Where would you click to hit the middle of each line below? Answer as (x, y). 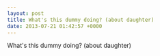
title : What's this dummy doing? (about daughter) (81, 20)
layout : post (26, 13)
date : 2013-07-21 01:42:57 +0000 (55, 26)
